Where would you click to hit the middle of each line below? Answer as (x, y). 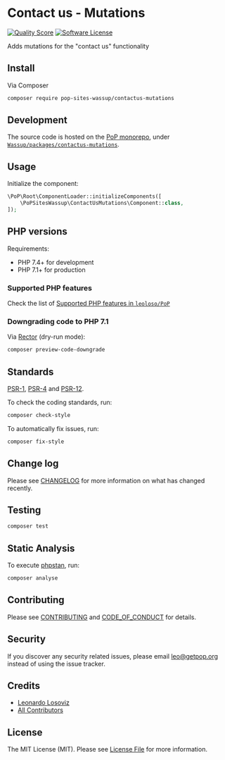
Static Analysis (41, 548)
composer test (28, 526)
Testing (24, 510)
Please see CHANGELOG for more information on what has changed (106, 480)
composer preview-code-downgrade (56, 350)
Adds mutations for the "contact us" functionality (78, 46)
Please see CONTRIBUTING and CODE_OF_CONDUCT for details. (102, 617)
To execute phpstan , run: (43, 566)
